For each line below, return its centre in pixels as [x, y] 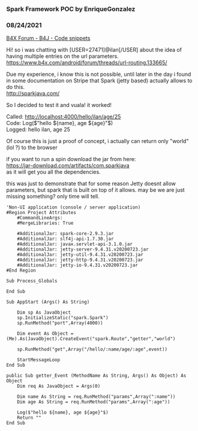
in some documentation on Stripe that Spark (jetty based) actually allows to [99, 81]
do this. [16, 87]
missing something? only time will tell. [53, 197]
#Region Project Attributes [41, 213]
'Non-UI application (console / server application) [73, 207]
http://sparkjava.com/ [33, 93]
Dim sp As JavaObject [44, 313]
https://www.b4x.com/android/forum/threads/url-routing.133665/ [87, 63]
